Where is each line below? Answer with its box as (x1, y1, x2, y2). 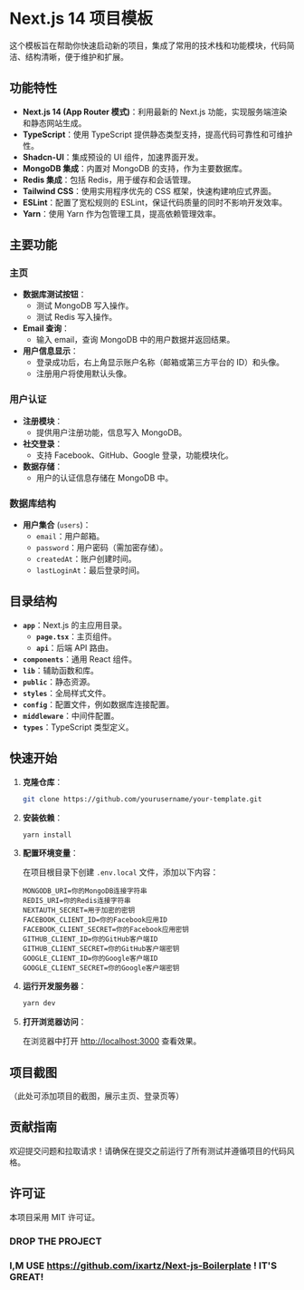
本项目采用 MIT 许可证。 (9, 1211, 100, 1222)
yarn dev (22, 999, 56, 1008)
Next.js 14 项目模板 (9, 8, 154, 29)
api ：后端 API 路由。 (35, 642, 114, 653)
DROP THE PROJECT (9, 1235, 102, 1247)
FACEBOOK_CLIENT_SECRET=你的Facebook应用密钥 (22, 926, 190, 935)
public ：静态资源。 (22, 676, 95, 687)
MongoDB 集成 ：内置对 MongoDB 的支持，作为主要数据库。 (22, 162, 247, 173)
